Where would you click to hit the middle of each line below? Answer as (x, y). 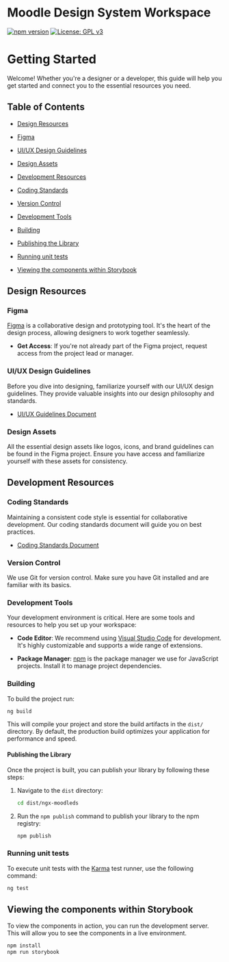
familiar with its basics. (39, 584)
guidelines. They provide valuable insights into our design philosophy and (111, 393)
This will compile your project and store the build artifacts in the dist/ (105, 724)
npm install (24, 946)
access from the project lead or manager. (75, 354)
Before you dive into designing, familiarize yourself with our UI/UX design (110, 386)
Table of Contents (46, 107)
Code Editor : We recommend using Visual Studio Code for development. (119, 638)
